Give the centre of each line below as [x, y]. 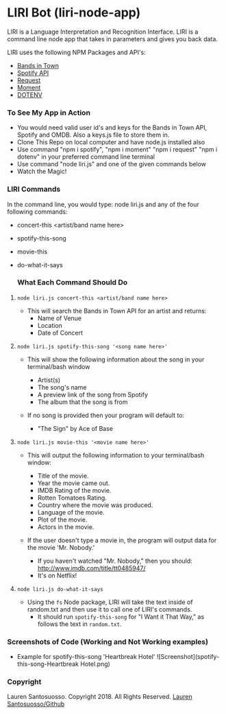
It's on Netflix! [57, 575]
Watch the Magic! [42, 171]
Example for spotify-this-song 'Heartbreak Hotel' [86, 657]
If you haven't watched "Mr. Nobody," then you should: [115, 561]
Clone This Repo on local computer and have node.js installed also [111, 142]
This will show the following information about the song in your [116, 359]
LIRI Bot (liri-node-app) [74, 13]
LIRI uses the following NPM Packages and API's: [76, 52]
